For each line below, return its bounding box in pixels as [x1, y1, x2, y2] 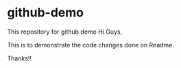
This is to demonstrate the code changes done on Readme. [7, 41, 175, 49]
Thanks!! [7, 54, 32, 63]
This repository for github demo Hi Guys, [7, 27, 123, 36]
